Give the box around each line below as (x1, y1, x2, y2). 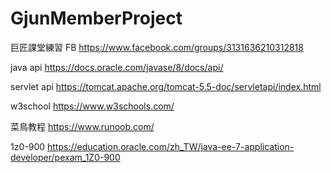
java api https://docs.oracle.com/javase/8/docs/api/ (10, 61, 224, 73)
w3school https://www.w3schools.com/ (10, 100, 175, 112)
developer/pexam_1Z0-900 (10, 151, 121, 163)
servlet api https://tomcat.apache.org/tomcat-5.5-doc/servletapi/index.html (10, 80, 322, 92)
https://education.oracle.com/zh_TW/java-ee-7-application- (46, 140, 295, 152)
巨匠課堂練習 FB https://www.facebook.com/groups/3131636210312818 (10, 41, 304, 53)
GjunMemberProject (10, 7, 183, 30)
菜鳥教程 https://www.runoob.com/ (10, 120, 155, 132)
